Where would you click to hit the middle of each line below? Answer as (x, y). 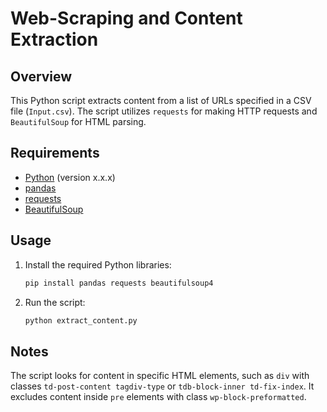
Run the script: (55, 302)
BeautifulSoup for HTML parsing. (78, 121)
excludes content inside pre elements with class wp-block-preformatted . (158, 397)
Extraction (54, 39)
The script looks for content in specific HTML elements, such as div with (160, 376)
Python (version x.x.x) (70, 177)
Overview (41, 76)
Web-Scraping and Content (126, 18)
